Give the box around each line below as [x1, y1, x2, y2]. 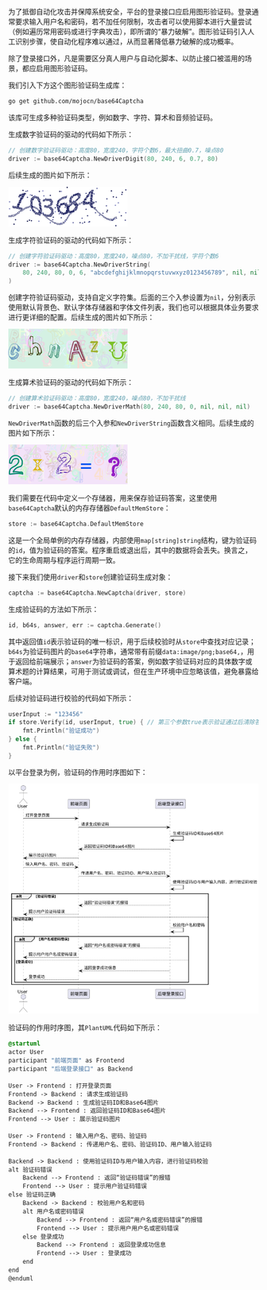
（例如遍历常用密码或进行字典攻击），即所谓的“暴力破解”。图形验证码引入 [8, 27, 248, 36]
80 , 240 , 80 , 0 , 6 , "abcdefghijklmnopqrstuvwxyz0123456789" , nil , [22, 269, 247, 277]
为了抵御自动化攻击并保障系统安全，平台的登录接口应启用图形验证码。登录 [8, 7, 252, 16]
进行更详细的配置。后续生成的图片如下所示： [8, 312, 155, 322]
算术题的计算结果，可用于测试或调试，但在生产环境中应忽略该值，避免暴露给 [8, 666, 259, 676]
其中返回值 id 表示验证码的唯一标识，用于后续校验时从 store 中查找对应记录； [8, 637, 257, 646]
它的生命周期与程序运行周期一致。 [8, 555, 120, 564]
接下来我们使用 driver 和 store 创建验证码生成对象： [8, 571, 173, 582]
